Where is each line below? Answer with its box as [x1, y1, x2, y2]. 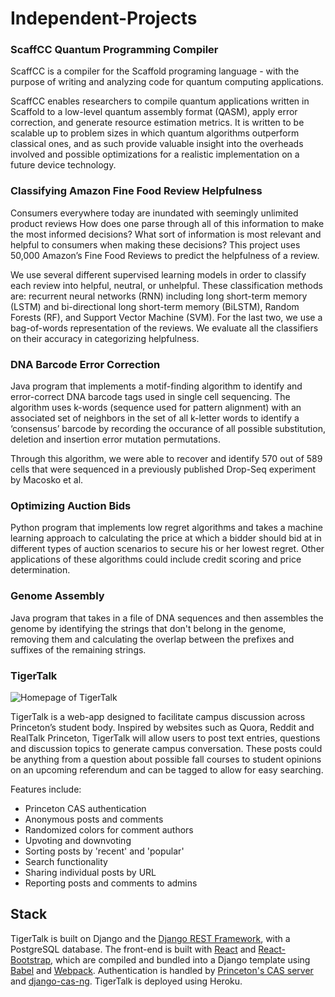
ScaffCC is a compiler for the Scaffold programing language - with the [10, 65, 300, 77]
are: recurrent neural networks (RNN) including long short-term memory [10, 290, 308, 302]
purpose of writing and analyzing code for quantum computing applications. [10, 76, 324, 88]
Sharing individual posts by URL [24, 866, 157, 878]
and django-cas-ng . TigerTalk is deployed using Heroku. [10, 975, 243, 987]
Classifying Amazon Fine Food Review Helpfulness [10, 184, 263, 198]
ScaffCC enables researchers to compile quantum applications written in [10, 95, 310, 107]
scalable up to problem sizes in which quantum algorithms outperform [10, 127, 300, 139]
